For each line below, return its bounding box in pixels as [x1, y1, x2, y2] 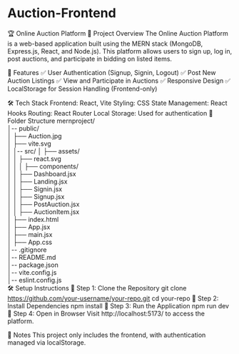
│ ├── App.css [7, 238, 52, 246]
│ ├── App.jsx [7, 223, 51, 231]
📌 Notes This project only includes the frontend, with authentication [7, 330, 206, 339]
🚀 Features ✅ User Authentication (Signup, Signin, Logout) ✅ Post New [7, 68, 216, 76]
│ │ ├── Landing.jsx [7, 177, 68, 186]
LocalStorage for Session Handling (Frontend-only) [7, 84, 158, 93]
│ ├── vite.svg [7, 139, 51, 148]
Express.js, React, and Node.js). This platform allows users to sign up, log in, [7, 46, 233, 55]
